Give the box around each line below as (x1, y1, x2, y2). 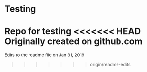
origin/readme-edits (90, 62, 131, 68)
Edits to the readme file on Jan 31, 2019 (4, 52, 85, 58)
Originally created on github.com (4, 36, 143, 47)
